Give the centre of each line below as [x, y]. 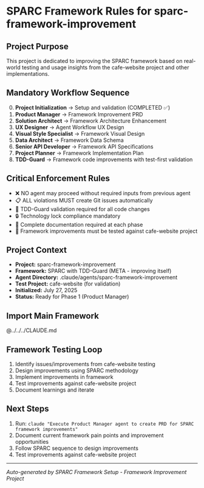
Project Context [36, 250]
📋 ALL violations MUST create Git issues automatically [84, 200]
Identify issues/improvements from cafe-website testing [85, 364]
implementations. [28, 74]
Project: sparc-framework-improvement [65, 264]
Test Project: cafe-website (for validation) [68, 284]
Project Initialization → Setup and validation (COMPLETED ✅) [93, 107]
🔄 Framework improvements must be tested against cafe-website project [106, 231]
